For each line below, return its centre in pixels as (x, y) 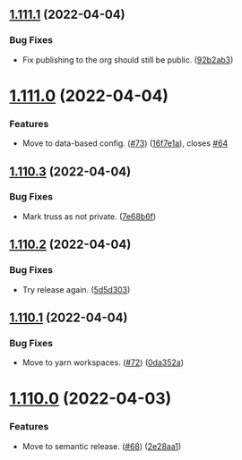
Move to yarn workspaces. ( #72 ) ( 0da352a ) (103, 362)
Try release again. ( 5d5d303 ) (76, 289)
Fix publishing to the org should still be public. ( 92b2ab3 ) (128, 60)
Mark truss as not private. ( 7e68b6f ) (89, 216)
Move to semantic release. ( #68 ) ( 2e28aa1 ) (102, 446)
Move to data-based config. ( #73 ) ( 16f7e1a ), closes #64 (125, 143)
